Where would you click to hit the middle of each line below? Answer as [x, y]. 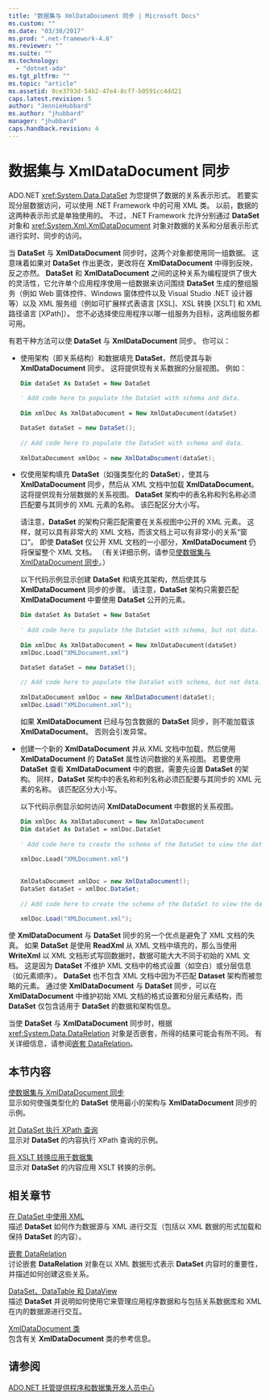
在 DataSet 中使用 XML [46, 1216]
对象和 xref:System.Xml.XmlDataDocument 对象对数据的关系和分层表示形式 [134, 225]
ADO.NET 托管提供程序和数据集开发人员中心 [81, 1387]
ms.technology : [34, 61]
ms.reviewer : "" [35, 46]
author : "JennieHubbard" [50, 106]
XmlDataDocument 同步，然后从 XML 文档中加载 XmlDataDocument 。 [139, 484]
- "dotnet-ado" [41, 69]
